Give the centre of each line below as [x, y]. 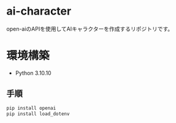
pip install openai [31, 108]
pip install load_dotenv [38, 114]
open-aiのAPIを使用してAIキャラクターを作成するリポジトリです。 [90, 29]
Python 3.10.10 [33, 73]
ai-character [39, 11]
